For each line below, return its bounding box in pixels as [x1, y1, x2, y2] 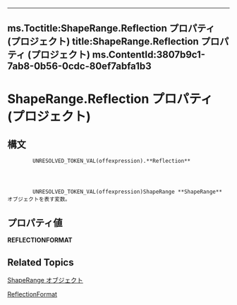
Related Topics [7, 256, 74, 268]
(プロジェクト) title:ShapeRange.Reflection [7, 36, 199, 48]
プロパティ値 [7, 216, 63, 229]
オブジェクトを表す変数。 [7, 196, 71, 203]
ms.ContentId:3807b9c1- [92, 49, 206, 61]
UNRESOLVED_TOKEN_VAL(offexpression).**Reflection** [32, 158, 191, 165]
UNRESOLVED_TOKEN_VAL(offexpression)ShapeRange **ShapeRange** [32, 188, 222, 196]
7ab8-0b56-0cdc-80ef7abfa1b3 [7, 61, 152, 73]
